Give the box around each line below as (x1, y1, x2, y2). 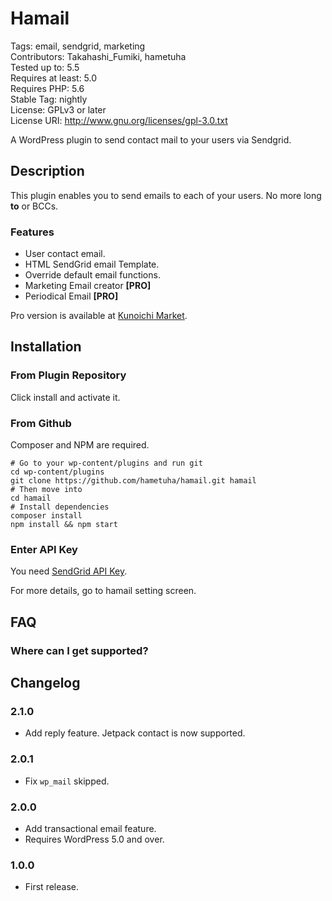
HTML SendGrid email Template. (24, 258, 160, 271)
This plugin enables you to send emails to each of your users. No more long (10, 189, 322, 201)
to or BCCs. (10, 200, 59, 212)
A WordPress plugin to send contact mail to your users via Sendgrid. (10, 133, 292, 146)
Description (10, 163, 85, 180)
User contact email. (24, 248, 106, 260)
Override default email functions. (24, 269, 161, 281)
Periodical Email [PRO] (24, 290, 119, 302)
